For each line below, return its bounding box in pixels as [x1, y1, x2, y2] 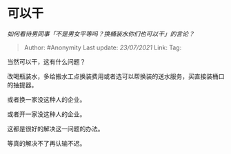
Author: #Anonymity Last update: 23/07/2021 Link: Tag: [23, 43, 182, 52]
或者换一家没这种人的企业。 [7, 95, 86, 103]
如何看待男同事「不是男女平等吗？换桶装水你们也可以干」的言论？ [7, 30, 194, 38]
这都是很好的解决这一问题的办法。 [7, 124, 104, 133]
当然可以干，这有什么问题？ [7, 57, 86, 65]
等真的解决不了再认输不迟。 [7, 139, 86, 147]
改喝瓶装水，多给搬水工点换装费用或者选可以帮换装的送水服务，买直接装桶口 [7, 72, 225, 80]
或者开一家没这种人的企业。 [7, 110, 86, 118]
